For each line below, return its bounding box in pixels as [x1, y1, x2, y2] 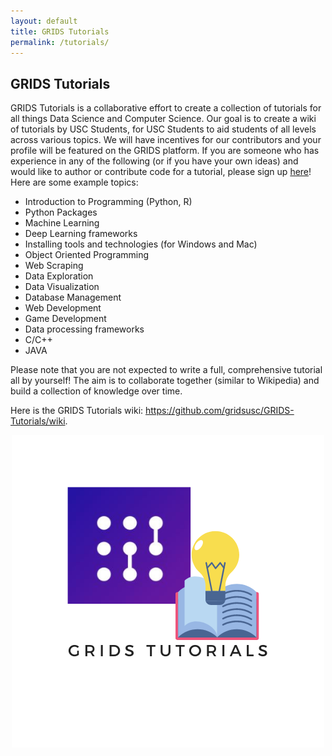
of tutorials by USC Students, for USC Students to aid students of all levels [10, 123, 317, 135]
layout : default [10, 16, 78, 26]
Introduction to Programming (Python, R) [24, 196, 193, 208]
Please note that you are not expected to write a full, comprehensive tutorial [10, 364, 323, 376]
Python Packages [24, 206, 98, 219]
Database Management [24, 291, 122, 304]
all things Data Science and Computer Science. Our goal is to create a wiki [10, 113, 317, 125]
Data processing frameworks [24, 323, 145, 335]
